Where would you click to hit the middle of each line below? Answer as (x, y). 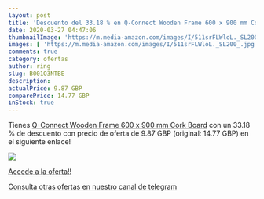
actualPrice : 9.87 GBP (45, 88)
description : (29, 81)
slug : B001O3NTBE (37, 74)
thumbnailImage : (35, 37)
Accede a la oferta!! (40, 172)
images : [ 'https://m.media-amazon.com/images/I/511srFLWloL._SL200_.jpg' (133, 45)
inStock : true (31, 103)
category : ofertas (38, 60)
